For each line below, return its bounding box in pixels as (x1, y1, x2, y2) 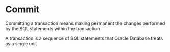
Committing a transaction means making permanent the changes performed (5, 20, 165, 26)
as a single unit (5, 40, 37, 46)
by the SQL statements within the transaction (5, 25, 100, 31)
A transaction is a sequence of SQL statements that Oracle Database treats (5, 35, 163, 41)
